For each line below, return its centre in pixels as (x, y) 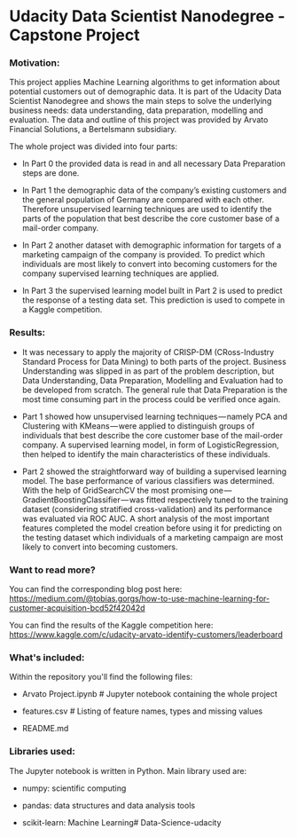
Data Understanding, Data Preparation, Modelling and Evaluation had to (152, 380)
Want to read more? (52, 570)
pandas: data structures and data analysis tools (109, 805)
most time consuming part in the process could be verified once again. (151, 399)
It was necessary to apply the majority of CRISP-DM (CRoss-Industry (148, 351)
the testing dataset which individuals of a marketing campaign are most (152, 537)
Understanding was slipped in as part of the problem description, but (148, 371)
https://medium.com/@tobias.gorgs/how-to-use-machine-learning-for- (140, 599)
